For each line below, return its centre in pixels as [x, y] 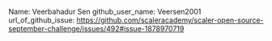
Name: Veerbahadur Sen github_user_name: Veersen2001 [105, 12]
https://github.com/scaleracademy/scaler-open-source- [170, 20]
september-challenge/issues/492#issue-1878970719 [96, 29]
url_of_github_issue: [42, 20]
